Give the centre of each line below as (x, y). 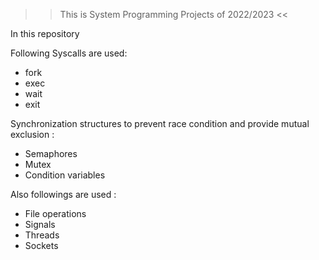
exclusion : (32, 134)
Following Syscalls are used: (69, 53)
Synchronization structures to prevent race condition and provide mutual (160, 123)
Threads (42, 235)
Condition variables (65, 175)
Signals (40, 224)
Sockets (41, 245)
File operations (55, 213)
